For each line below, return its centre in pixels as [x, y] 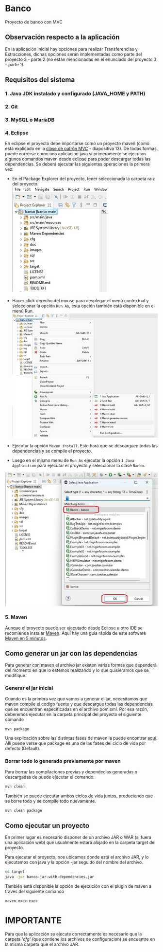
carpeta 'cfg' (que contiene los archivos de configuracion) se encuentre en [80, 939]
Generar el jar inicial [29, 688]
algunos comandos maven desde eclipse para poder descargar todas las [78, 159]
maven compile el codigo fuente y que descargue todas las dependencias [79, 704]
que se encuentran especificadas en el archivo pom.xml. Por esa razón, [77, 709]
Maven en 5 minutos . [26, 638]
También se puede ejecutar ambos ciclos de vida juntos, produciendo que [79, 796]
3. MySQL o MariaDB [30, 120]
